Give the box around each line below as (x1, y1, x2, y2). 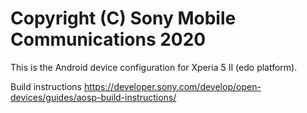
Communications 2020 (10, 28, 207, 51)
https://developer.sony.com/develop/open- (83, 80, 262, 92)
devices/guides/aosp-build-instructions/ (10, 91, 177, 103)
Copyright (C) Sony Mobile (10, 7, 237, 30)
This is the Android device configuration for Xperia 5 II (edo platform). (10, 61, 298, 73)
